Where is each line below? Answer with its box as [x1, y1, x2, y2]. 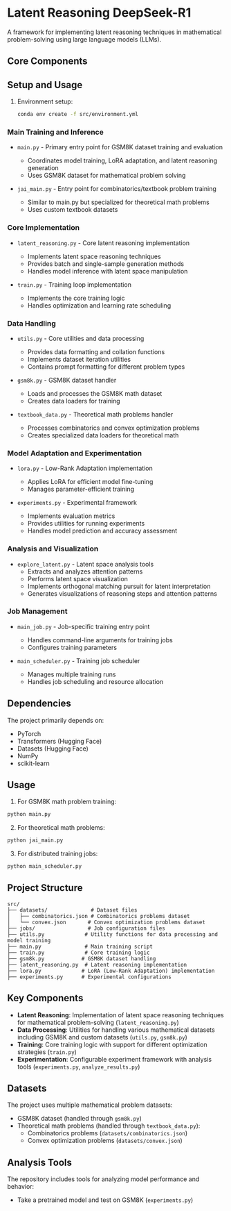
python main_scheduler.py [7, 863, 82, 870]
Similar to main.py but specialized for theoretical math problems [27, 198, 210, 206]
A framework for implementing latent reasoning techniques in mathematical [7, 28, 222, 36]
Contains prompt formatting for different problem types [27, 362, 185, 371]
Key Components [7, 992, 84, 1004]
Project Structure [7, 882, 83, 894]
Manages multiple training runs [27, 670, 116, 678]
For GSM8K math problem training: [17, 797, 117, 806]
